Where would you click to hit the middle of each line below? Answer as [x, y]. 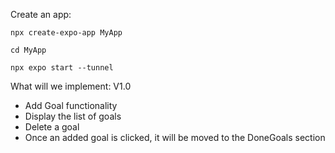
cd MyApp [28, 50]
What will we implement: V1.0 [71, 86]
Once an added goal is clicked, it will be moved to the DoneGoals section [175, 137]
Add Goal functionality [71, 105]
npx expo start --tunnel [62, 68]
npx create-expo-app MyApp [66, 33]
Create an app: [41, 14]
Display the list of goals [73, 116]
